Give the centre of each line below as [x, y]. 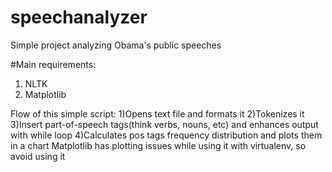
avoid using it [38, 156]
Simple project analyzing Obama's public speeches [116, 45]
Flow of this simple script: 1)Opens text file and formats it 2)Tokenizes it [157, 113]
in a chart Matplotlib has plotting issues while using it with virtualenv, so [158, 145]
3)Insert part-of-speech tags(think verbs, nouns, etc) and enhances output [164, 124]
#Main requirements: [53, 64]
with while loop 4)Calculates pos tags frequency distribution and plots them [166, 135]
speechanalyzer [79, 17]
